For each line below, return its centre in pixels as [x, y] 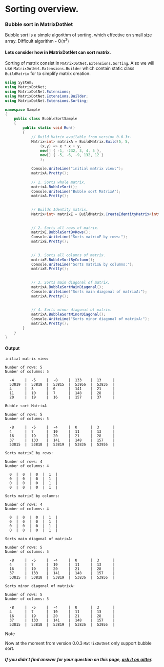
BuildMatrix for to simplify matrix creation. [48, 74]
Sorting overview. [42, 9]
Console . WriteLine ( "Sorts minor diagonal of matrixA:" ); [90, 319]
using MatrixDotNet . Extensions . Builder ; [47, 96]
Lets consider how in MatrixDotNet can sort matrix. [58, 52]
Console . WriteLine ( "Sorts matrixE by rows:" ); [79, 237]
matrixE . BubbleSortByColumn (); [63, 260]
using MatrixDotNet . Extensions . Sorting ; [47, 101]
